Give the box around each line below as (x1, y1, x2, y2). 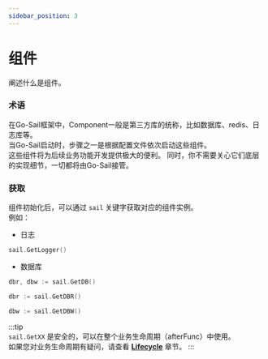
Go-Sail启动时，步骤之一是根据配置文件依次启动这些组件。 (15, 139, 211, 150)
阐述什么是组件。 (8, 78, 66, 88)
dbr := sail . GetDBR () (8, 293, 82, 301)
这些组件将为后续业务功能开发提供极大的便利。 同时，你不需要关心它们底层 (8, 150, 260, 160)
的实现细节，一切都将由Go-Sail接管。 (8, 160, 133, 170)
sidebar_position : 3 (8, 11, 79, 20)
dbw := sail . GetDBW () (8, 307, 82, 315)
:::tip (8, 322, 24, 331)
